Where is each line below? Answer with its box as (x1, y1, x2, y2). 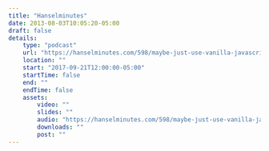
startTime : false (22, 71, 81, 79)
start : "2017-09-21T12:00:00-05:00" (22, 64, 146, 72)
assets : (22, 93, 48, 101)
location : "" (22, 57, 66, 65)
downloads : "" (37, 123, 84, 131)
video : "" (37, 101, 70, 109)
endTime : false (22, 85, 74, 94)
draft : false (8, 26, 52, 34)
